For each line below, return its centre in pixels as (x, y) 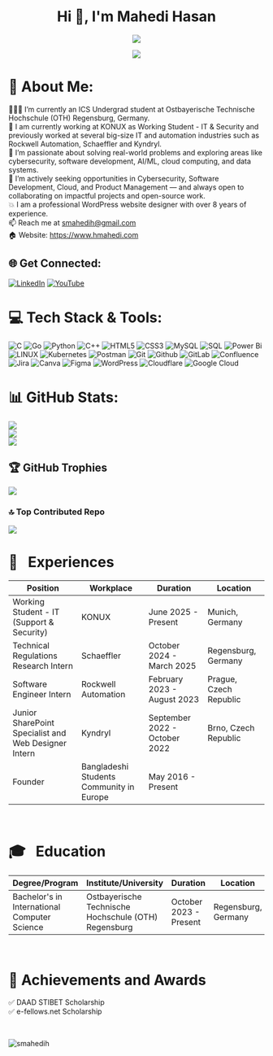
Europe (95, 796)
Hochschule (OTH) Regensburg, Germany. (79, 118)
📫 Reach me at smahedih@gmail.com (72, 222)
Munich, (223, 612)
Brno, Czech (231, 727)
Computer (32, 917)
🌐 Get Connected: (55, 264)
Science (28, 927)
